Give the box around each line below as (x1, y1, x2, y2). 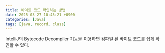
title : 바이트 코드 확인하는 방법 (5, 7, 66, 13)
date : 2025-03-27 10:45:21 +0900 (5, 12, 75, 17)
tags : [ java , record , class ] (5, 21, 66, 27)
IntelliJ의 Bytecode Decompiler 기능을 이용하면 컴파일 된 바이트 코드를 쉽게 (5, 36, 155, 42)
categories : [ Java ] (5, 17, 46, 22)
